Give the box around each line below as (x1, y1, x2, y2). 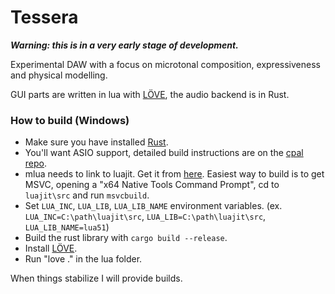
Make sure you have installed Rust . (24, 136, 169, 148)
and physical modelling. (10, 69, 108, 81)
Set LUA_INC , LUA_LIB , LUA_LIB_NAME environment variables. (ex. (24, 200, 283, 212)
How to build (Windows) (10, 113, 130, 127)
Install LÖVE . (24, 242, 78, 255)
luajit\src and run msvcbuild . (24, 189, 150, 201)
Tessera (10, 6, 79, 29)
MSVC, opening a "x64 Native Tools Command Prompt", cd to (24, 179, 280, 191)
